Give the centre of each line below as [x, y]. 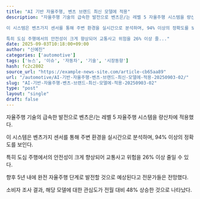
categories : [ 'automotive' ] [41, 55]
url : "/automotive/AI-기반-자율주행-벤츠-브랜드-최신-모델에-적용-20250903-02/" [98, 77]
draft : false [22, 99]
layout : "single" [28, 94]
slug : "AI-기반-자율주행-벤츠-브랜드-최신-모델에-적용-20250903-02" [82, 83]
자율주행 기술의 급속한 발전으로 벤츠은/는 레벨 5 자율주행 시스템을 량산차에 [92, 117]
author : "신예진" [26, 50]
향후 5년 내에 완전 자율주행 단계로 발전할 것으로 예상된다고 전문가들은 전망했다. [97, 177]
